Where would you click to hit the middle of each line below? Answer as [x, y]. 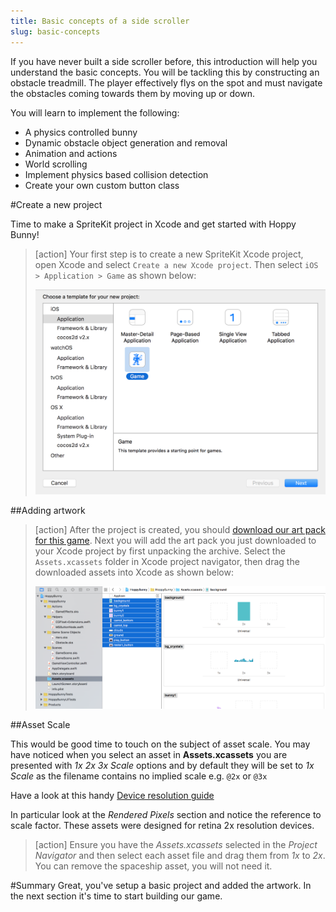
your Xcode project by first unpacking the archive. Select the [160, 551]
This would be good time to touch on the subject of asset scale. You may [160, 744]
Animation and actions [71, 153]
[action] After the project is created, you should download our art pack [180, 530]
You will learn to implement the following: [95, 112]
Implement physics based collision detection [116, 174]
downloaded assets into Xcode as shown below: [134, 572]
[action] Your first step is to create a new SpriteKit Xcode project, [169, 254]
